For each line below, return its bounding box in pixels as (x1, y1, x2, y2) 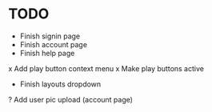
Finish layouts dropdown (19, 79, 102, 89)
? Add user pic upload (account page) (8, 94, 134, 104)
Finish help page (19, 48, 75, 58)
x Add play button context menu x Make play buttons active (8, 63, 204, 73)
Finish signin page (19, 31, 81, 41)
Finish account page (19, 39, 88, 49)
